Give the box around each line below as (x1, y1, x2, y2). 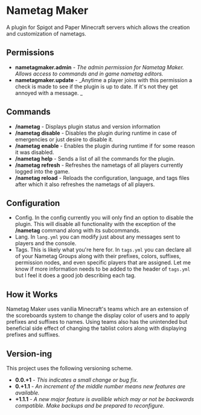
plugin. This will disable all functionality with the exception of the (14, 220, 176, 228)
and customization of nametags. (6, 30, 86, 37)
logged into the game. (14, 167, 70, 175)
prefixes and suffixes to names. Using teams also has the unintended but (6, 318, 188, 326)
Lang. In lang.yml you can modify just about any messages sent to (14, 233, 180, 240)
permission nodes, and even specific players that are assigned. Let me (14, 259, 191, 266)
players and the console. (14, 240, 77, 247)
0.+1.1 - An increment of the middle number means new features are (14, 383, 186, 390)
